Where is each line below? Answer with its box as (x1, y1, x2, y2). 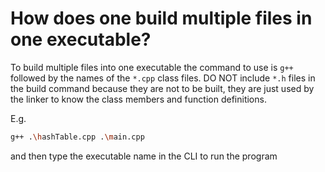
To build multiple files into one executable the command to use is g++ (10, 61, 294, 73)
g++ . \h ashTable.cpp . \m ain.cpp (10, 132, 145, 142)
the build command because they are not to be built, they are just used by (10, 82, 315, 94)
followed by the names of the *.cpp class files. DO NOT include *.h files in (10, 72, 316, 84)
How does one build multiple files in (10, 7, 313, 30)
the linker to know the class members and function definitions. (10, 93, 267, 105)
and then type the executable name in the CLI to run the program (10, 150, 278, 162)
